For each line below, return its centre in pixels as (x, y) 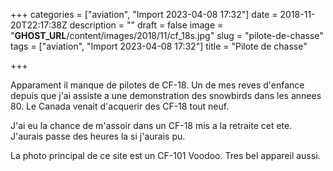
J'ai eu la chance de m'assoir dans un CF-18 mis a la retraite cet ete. (151, 125)
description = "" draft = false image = (146, 25)
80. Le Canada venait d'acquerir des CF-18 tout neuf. (120, 106)
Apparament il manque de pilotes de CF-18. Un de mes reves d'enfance (157, 85)
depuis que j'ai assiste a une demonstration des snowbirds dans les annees (166, 95)
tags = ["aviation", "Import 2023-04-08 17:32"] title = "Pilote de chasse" (159, 46)
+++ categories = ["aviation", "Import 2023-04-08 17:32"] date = (144, 14)
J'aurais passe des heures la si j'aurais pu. (98, 136)
